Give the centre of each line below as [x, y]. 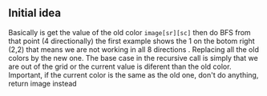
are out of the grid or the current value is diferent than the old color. [120, 66]
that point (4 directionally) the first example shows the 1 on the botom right [131, 41]
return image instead [43, 83]
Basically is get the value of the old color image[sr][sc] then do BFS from [129, 32]
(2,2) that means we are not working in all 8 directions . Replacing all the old [133, 49]
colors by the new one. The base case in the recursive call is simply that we [133, 58]
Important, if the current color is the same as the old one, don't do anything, [133, 74]
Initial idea [35, 13]
